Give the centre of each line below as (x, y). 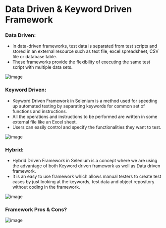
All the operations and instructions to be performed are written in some (85, 116)
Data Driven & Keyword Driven (69, 9)
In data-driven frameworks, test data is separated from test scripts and (85, 46)
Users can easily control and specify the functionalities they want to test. (87, 127)
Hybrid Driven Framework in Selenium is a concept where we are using (85, 161)
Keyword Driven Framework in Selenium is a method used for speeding (85, 101)
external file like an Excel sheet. (45, 122)
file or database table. (35, 57)
